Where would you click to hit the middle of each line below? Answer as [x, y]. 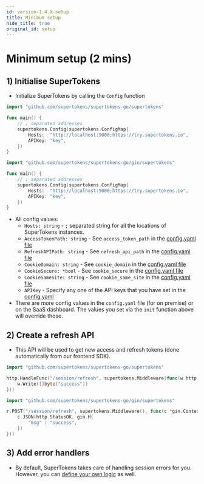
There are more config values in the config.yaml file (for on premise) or [104, 303]
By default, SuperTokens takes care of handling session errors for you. [103, 468]
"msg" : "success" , [53, 423]
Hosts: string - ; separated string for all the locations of [95, 226]
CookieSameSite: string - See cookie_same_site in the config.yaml [107, 278]
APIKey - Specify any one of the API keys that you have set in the [105, 290]
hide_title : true [28, 23]
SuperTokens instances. [54, 232]
